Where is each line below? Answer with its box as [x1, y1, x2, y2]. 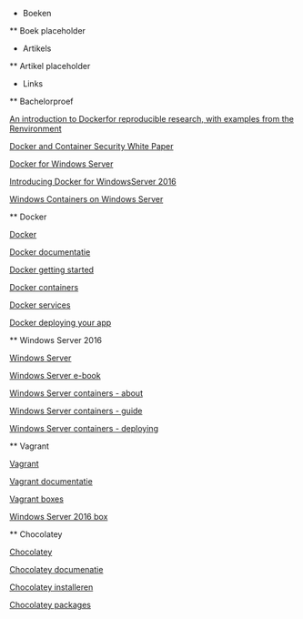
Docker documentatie [9, 247, 91, 258]
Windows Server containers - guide [9, 405, 143, 416]
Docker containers [9, 282, 79, 292]
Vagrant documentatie [9, 476, 93, 486]
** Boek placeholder [9, 25, 86, 36]
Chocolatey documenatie [9, 564, 104, 574]
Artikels [22, 43, 52, 54]
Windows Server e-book [9, 370, 102, 381]
